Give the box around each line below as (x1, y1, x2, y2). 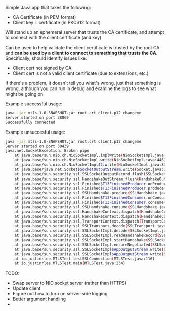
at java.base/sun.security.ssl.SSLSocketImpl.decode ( (14, 228, 130, 233)
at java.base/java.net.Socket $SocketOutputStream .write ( (14, 167, 137, 172)
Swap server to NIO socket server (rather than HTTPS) (12, 280, 127, 286)
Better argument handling (12, 296, 66, 302)
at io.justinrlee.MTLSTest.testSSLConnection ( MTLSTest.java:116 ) (14, 256, 155, 261)
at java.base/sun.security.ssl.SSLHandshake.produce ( (14, 191, 130, 196)
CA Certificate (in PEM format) (12, 14, 76, 20)
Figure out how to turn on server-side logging (12, 291, 108, 297)
